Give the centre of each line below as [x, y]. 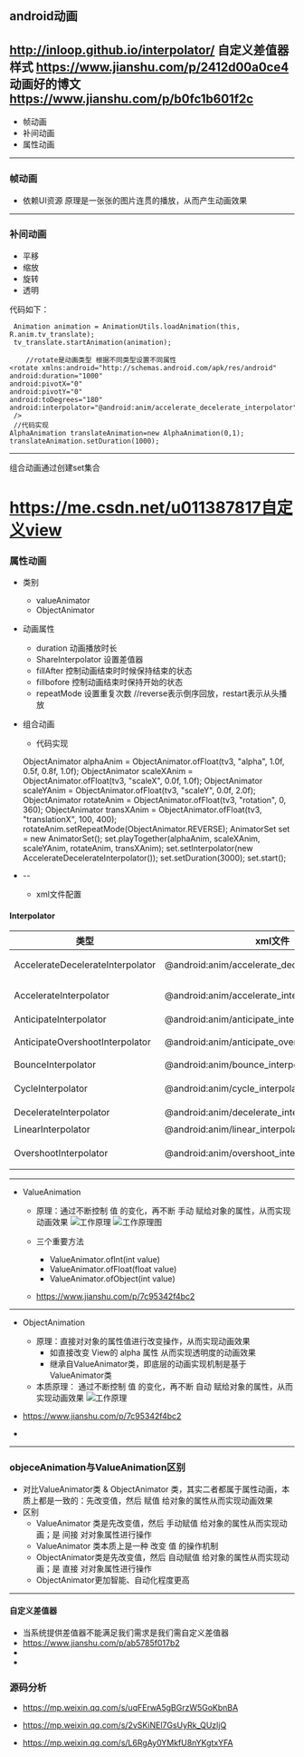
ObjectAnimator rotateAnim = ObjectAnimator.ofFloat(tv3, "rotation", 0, [154, 800]
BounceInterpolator [55, 1065]
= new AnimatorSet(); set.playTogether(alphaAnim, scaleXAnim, [141, 839]
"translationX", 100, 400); [70, 820]
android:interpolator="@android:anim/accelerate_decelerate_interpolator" [153, 407]
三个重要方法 [60, 1242]
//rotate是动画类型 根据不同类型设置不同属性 [101, 360]
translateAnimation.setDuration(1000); [85, 441]
